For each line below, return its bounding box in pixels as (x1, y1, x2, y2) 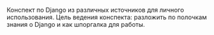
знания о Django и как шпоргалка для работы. (6, 21, 146, 28)
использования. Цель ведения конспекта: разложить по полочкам (6, 13, 207, 21)
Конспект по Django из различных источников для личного (6, 6, 184, 14)
